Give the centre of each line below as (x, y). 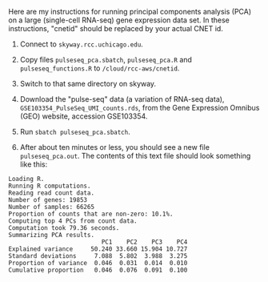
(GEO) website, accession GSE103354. (84, 116)
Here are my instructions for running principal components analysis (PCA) (130, 12)
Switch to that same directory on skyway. (88, 84)
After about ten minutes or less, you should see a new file (115, 147)
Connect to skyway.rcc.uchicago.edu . (82, 44)
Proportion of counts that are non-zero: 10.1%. (91, 214)
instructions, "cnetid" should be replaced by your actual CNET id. (116, 28)
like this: (34, 164)
